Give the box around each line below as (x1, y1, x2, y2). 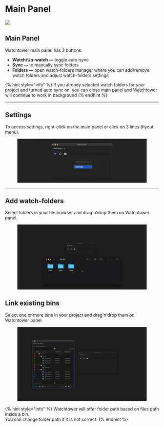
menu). (5, 129, 20, 135)
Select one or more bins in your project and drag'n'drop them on (5, 312, 135, 318)
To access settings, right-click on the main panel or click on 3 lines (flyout (5, 123, 154, 130)
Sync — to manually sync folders (12, 62, 79, 68)
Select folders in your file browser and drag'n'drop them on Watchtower (5, 210, 150, 216)
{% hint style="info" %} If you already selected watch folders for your (5, 81, 145, 87)
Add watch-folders (5, 197, 64, 205)
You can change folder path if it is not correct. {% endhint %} (5, 416, 128, 422)
